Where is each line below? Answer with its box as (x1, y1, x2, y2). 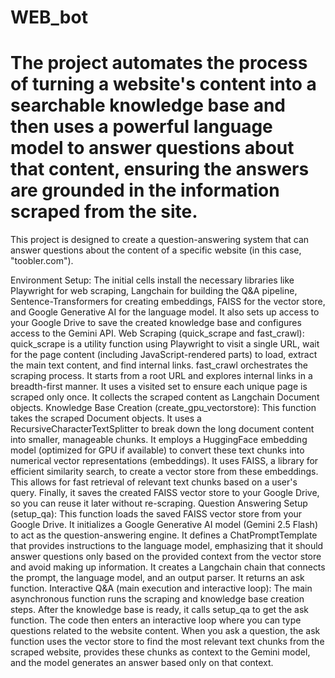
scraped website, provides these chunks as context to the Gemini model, (10, 646, 311, 658)
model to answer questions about (10, 137, 295, 160)
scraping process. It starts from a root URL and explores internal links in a (10, 370, 313, 382)
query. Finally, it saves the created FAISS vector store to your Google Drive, (10, 487, 320, 499)
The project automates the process (10, 52, 308, 75)
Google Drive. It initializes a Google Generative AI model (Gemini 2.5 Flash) (10, 519, 319, 531)
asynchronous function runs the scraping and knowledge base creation (10, 593, 305, 605)
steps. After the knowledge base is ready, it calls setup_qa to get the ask (10, 604, 309, 616)
